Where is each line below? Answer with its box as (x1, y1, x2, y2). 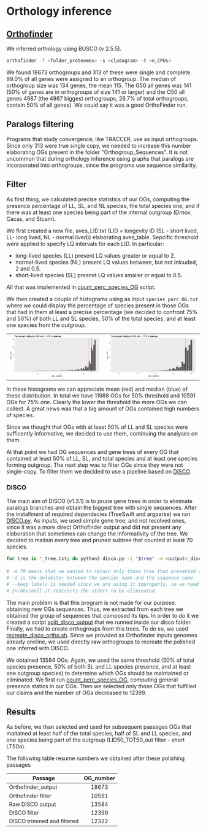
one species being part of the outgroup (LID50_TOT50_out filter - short (6, 736, 185, 743)
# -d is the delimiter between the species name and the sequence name (6, 575, 193, 581)
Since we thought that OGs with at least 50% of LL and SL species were (6, 423, 188, 431)
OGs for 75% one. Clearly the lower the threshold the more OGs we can (6, 399, 187, 406)
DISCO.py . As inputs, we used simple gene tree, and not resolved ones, (6, 516, 186, 524)
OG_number (83, 775, 115, 782)
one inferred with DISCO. (6, 644, 69, 651)
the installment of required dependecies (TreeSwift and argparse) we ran (6, 510, 191, 518)
